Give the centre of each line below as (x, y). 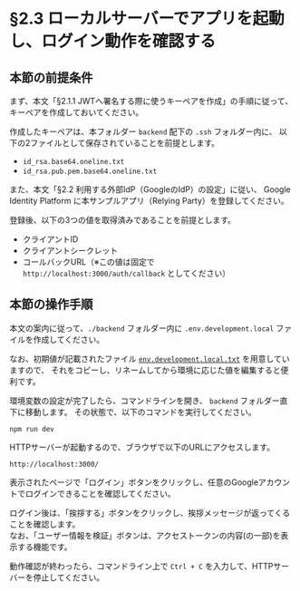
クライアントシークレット (70, 251)
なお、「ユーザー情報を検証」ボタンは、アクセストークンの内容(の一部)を (145, 535)
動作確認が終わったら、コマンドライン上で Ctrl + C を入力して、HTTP (141, 566)
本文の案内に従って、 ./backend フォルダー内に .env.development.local (142, 328)
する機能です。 (44, 547)
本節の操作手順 (51, 305)
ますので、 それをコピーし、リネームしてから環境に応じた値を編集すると (145, 370)
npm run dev (32, 429)
